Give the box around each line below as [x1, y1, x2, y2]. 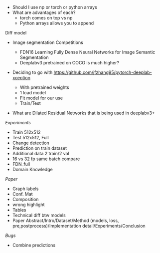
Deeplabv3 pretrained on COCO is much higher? [19, 60, 120, 65]
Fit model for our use [19, 95, 63, 101]
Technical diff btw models [12, 212, 66, 218]
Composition [12, 197, 39, 202]
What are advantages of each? [12, 9, 76, 15]
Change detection [12, 140, 50, 146]
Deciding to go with [12, 69, 53, 75]
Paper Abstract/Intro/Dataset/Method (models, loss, [12, 218, 119, 224]
